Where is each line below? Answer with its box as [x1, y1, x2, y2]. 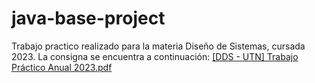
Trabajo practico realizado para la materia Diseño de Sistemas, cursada [11, 40, 306, 52]
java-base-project [11, 7, 166, 30]
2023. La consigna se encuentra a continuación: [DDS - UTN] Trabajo [11, 50, 299, 62]
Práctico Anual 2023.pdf [11, 61, 113, 73]
